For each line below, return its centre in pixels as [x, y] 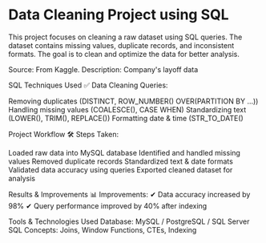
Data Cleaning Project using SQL [119, 15]
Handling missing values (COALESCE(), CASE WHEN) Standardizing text [127, 109]
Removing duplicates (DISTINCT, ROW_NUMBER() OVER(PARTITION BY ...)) [133, 101]
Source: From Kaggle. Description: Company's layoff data [103, 69]
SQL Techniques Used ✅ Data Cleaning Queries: [88, 85]
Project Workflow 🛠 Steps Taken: [64, 134]
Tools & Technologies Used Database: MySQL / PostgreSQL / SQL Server [129, 221]
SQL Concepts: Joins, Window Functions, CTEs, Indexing [103, 229]
